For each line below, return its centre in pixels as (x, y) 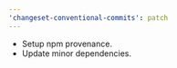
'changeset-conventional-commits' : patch (88, 18)
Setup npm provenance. (67, 44)
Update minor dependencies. (77, 53)
